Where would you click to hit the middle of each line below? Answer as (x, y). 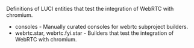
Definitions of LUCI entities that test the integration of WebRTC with (90, 9)
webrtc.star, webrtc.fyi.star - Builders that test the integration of (94, 33)
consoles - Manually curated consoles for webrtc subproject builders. (102, 27)
